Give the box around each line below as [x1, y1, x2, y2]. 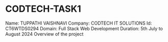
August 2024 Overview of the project [5, 31, 84, 37]
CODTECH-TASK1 [5, 3, 82, 15]
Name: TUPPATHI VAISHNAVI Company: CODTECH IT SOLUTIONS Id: [5, 20, 152, 26]
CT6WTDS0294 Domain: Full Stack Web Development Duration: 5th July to [5, 25, 163, 31]
